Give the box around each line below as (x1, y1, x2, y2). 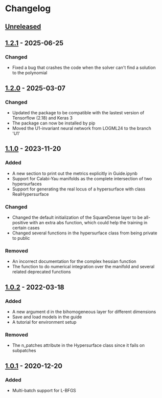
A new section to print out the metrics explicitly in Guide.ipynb (12, 170, 138, 176)
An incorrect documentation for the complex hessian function (12, 258, 137, 264)
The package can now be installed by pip (12, 120, 95, 126)
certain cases (12, 225, 40, 230)
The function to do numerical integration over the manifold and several (12, 264, 155, 270)
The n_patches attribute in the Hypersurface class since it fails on (12, 342, 145, 348)
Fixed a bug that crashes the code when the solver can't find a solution (12, 64, 156, 71)
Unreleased (5, 22, 42, 31)
